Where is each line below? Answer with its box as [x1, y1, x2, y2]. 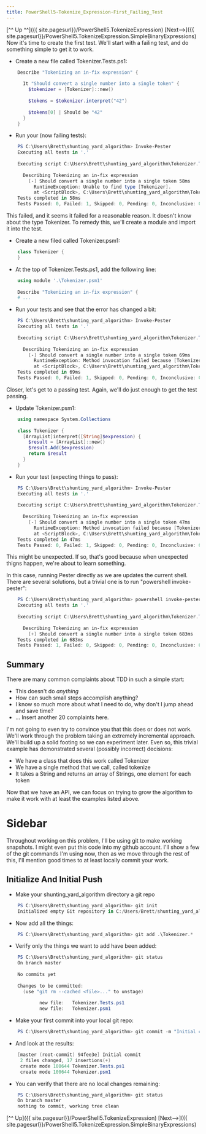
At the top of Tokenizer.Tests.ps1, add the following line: [15, 266, 156, 273]
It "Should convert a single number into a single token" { [22, 81, 180, 87]
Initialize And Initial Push [6, 874, 103, 885]
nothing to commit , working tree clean [17, 1103, 120, 1109]
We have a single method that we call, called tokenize [15, 763, 151, 771]
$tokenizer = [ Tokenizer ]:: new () [28, 87, 114, 93]
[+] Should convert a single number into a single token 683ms [28, 631, 193, 637]
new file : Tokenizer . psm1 [39, 1006, 112, 1012]
